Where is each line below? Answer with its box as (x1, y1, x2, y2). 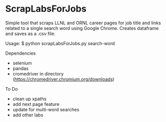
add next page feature (12, 101, 60, 107)
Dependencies (5, 50, 36, 56)
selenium (12, 60, 32, 66)
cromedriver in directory (12, 70, 64, 76)
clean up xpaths (12, 96, 47, 102)
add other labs (12, 112, 43, 118)
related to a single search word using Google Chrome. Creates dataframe (5, 25, 159, 31)
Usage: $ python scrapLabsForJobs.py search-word (5, 40, 115, 46)
